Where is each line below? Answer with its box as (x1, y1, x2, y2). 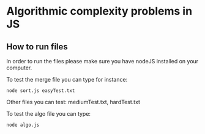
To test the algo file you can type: (6, 110, 91, 117)
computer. (6, 64, 32, 71)
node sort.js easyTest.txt (6, 88, 75, 94)
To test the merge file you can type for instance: (6, 76, 128, 83)
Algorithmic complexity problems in (6, 4, 193, 18)
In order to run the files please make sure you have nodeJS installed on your (6, 58, 199, 65)
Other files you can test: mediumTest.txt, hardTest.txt (6, 99, 141, 105)
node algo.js (6, 122, 40, 128)
